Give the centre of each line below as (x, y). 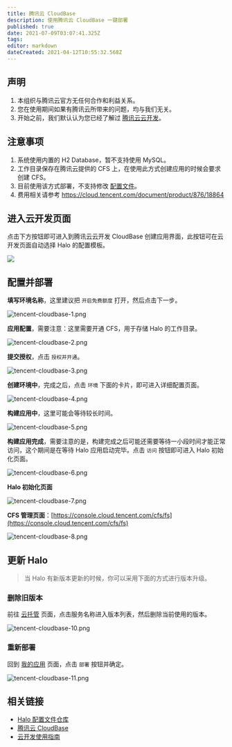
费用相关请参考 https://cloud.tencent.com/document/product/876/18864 (121, 195)
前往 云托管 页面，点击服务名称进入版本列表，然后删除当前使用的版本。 (109, 614)
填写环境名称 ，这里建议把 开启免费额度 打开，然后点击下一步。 (94, 300)
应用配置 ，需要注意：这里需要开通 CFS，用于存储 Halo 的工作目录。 (104, 329)
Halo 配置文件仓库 (43, 719)
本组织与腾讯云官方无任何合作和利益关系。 (78, 100)
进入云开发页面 (39, 219)
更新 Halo (28, 560)
